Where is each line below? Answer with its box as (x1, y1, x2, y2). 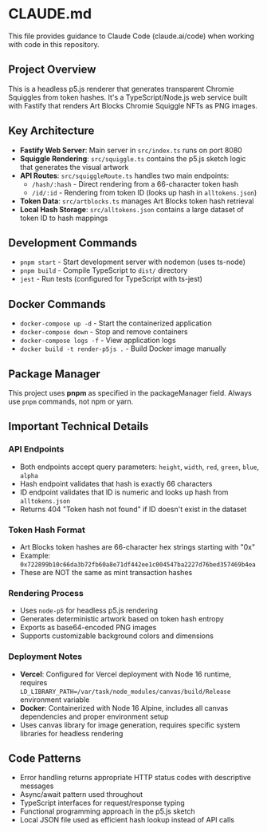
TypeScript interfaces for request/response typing (19, 798, 185, 808)
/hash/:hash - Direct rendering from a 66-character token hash (31, 179, 239, 188)
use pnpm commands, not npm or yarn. (8, 396, 134, 406)
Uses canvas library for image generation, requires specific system (19, 720, 241, 730)
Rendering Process (8, 587, 84, 598)
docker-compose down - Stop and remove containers (19, 327, 189, 337)
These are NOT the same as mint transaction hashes (19, 567, 193, 577)
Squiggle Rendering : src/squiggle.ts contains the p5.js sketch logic (19, 153, 246, 164)
